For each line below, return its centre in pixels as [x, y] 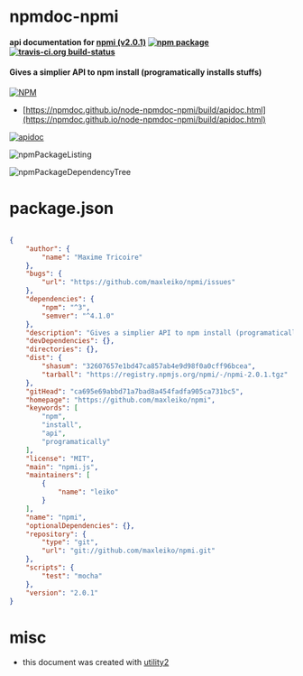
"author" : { [48, 249]
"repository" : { [56, 534]
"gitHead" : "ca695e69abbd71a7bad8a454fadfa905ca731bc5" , [135, 391]
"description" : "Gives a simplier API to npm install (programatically [163, 333]
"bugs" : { [44, 274]
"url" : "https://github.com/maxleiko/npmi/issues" [139, 282]
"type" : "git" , [70, 542]
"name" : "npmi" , [56, 517]
